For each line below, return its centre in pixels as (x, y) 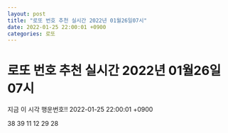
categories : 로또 (31, 34)
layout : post (27, 14)
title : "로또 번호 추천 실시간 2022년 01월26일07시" (77, 21)
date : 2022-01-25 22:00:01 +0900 (57, 27)
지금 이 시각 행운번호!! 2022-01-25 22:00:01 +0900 (80, 110)
